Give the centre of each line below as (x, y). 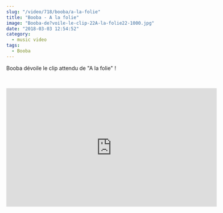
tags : (13, 46)
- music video (29, 40)
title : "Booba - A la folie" (43, 17)
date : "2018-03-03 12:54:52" (43, 29)
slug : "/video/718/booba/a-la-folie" (53, 12)
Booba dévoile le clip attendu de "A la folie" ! (61, 68)
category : (19, 34)
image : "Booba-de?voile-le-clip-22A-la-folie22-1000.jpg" (80, 23)
